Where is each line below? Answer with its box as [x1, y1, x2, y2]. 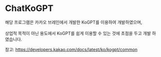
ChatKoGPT [5, 3, 54, 14]
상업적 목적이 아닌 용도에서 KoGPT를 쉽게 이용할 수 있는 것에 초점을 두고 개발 [5, 30, 151, 36]
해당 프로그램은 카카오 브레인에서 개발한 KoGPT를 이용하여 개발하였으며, [5, 19, 143, 25]
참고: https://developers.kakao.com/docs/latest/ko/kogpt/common [5, 46, 138, 52]
